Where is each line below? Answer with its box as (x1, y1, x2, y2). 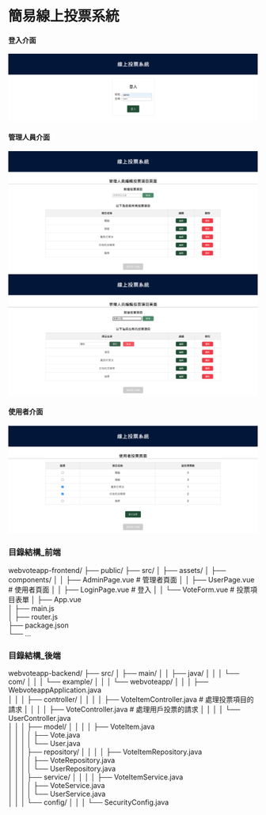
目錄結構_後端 (8, 650, 61, 661)
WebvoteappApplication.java (8, 685, 101, 695)
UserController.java (8, 713, 71, 722)
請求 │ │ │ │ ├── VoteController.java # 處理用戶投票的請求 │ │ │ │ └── (8, 704, 241, 714)
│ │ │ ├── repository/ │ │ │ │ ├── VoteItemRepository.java (8, 747, 203, 756)
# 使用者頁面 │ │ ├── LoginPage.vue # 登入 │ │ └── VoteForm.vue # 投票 (8, 585, 251, 594)
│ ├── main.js (8, 603, 55, 613)
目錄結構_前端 (8, 547, 61, 558)
